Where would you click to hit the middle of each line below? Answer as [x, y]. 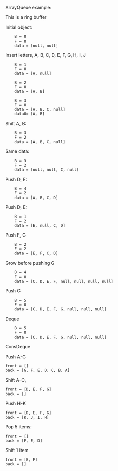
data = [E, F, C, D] [36, 253]
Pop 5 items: [18, 427]
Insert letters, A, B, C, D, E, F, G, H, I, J [45, 55]
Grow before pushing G [30, 263]
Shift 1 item [17, 450]
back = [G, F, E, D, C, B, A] [38, 370]
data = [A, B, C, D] [36, 198]
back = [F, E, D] [24, 441]
